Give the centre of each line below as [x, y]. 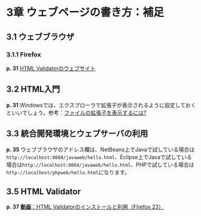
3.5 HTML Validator [44, 191]
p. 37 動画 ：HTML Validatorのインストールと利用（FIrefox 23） [85, 207]
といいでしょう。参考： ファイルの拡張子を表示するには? [76, 112]
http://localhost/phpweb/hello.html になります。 [68, 172]
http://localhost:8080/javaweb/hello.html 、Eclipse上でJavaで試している [99, 157]
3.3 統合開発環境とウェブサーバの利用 [77, 134]
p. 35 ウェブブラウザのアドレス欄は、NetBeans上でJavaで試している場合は [100, 149]
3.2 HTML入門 [33, 89]
